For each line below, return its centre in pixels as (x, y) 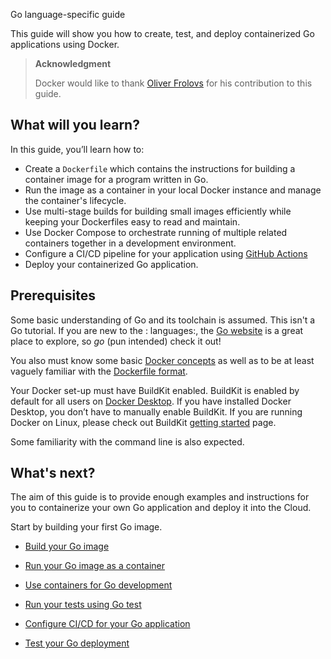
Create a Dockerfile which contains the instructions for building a (160, 168)
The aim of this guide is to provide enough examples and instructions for (160, 497)
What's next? (53, 473)
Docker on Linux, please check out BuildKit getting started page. (143, 422)
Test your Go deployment (77, 643)
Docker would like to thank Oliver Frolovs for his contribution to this (173, 83)
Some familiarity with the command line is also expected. (127, 441)
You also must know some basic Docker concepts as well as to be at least (162, 360)
